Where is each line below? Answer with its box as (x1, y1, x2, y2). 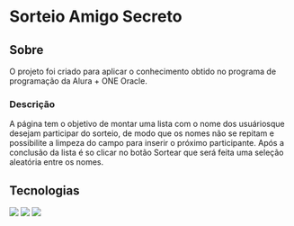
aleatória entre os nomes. (9, 157, 104, 167)
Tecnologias (9, 183, 80, 198)
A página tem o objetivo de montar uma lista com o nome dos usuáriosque (9, 119, 285, 130)
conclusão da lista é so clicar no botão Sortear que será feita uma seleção (9, 147, 284, 158)
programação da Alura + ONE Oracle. (9, 76, 148, 86)
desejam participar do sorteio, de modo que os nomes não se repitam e (9, 128, 274, 139)
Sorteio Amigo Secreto (9, 6, 183, 27)
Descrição (9, 97, 56, 110)
